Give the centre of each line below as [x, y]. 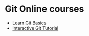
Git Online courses [45, 9]
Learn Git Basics [29, 23]
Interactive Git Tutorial [35, 28]
